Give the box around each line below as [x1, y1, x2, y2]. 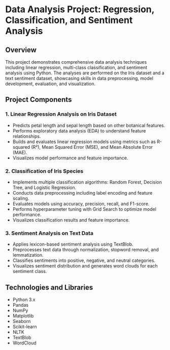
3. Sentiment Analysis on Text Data [5, 229, 94, 236]
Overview [5, 45, 37, 54]
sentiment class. [12, 268, 47, 275]
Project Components [5, 95, 72, 104]
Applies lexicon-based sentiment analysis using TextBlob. [12, 241, 133, 248]
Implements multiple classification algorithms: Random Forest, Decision [12, 179, 162, 185]
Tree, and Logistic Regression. [12, 184, 77, 191]
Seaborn [12, 318, 31, 325]
